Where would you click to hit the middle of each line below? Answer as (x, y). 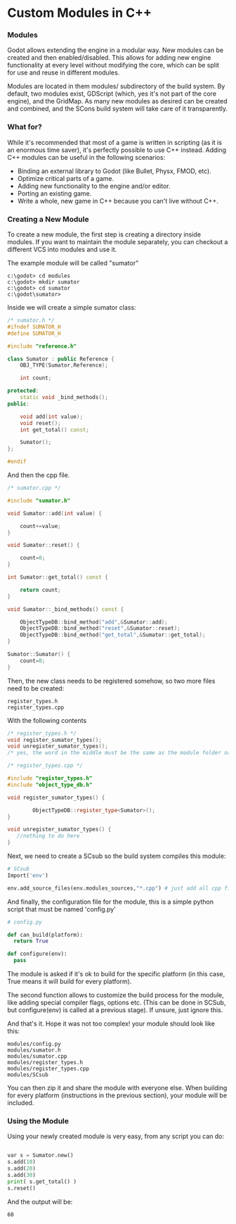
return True (31, 941)
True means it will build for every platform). (70, 982)
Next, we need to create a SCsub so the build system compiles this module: (117, 856)
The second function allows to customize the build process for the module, (116, 995)
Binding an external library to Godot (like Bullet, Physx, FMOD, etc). (114, 171)
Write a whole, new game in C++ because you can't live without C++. (118, 201)
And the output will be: (40, 1201)
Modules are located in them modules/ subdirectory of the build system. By (116, 87)
